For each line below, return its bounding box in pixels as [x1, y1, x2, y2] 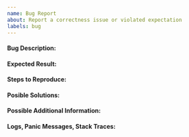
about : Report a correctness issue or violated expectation [7, 16, 183, 23]
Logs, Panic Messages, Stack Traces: [7, 122, 116, 130]
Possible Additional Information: [7, 107, 101, 115]
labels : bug [7, 23, 41, 29]
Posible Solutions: [7, 90, 60, 99]
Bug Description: [7, 44, 56, 52]
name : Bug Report [7, 10, 57, 17]
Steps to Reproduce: [7, 75, 67, 84]
